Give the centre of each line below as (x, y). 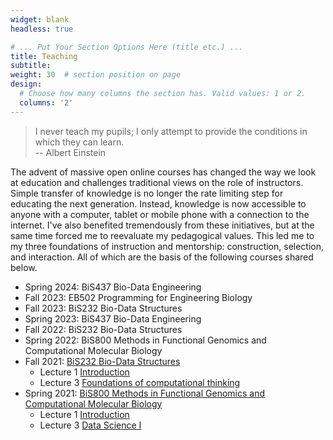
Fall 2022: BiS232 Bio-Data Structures (103, 329)
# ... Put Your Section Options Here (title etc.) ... (127, 47)
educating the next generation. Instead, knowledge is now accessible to (158, 203)
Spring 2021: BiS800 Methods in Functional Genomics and (145, 393)
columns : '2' (46, 102)
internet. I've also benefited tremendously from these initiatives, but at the (162, 225)
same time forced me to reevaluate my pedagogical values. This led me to (162, 235)
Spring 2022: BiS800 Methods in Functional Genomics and (145, 340)
